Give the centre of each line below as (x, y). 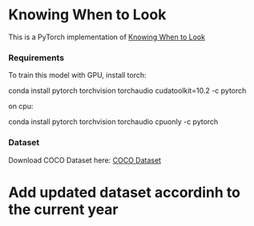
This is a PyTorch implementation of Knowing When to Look (107, 37)
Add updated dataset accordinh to (124, 192)
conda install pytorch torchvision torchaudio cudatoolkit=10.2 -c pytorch (127, 91)
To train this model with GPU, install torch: (77, 75)
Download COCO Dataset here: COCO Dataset (85, 160)
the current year (63, 209)
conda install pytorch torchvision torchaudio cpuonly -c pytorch (113, 122)
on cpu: (21, 107)
